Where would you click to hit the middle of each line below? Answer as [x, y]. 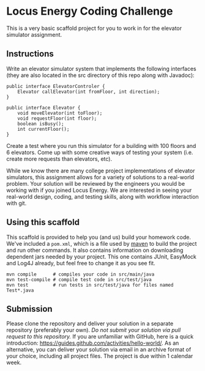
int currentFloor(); [43, 129]
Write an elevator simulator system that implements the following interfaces [102, 68]
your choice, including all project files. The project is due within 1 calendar [100, 356]
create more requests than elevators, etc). [59, 159]
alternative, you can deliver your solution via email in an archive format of [99, 350]
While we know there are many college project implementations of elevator [101, 171]
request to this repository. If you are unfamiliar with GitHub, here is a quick [100, 337]
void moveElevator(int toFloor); [60, 113]
